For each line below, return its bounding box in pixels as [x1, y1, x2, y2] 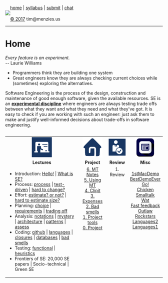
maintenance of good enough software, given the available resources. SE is [5, 95, 161, 101]
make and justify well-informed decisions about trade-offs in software [5, 116, 149, 122]
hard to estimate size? [14, 197, 60, 203]
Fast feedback [130, 202, 160, 208]
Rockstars [134, 213, 156, 219]
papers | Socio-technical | [14, 261, 69, 267]
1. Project [82, 214, 102, 220]
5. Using [83, 177, 101, 183]
